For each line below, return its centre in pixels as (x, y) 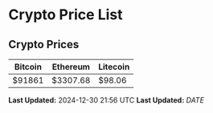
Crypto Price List (66, 15)
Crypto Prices (44, 44)
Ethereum (71, 67)
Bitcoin (28, 67)
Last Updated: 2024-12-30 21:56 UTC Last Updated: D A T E (106, 100)
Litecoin (114, 67)
